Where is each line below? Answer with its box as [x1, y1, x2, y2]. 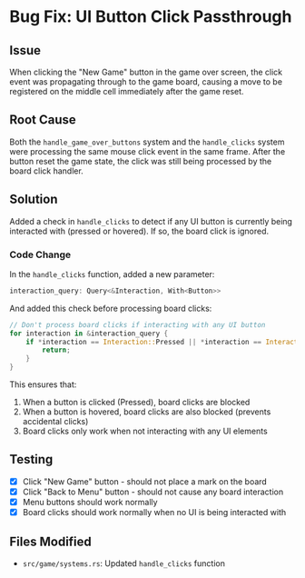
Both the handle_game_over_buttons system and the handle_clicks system [9, 136, 285, 147]
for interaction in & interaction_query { [9, 329, 169, 338]
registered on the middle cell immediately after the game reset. [9, 86, 244, 96]
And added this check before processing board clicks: [9, 303, 212, 314]
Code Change [9, 248, 72, 261]
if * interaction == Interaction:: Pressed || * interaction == [25, 337, 261, 346]
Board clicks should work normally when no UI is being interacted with [22, 507, 287, 518]
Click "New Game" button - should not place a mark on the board [22, 475, 268, 487]
